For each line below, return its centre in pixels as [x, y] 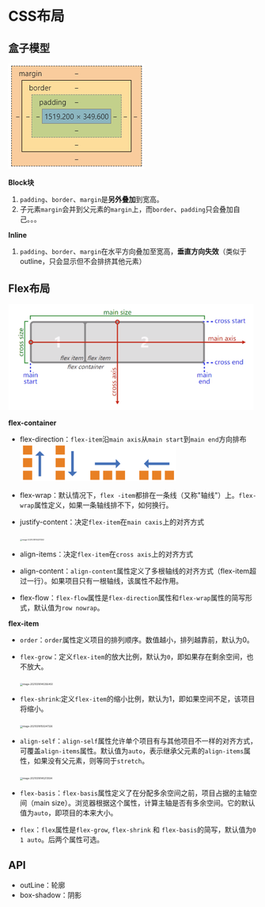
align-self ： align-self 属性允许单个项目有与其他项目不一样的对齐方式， [138, 741]
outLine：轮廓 [42, 886]
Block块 [21, 182]
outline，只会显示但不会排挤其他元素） [83, 261]
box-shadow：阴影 [50, 895]
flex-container [32, 423]
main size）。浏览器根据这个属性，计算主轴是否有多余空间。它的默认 [144, 803]
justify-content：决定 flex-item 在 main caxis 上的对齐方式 [112, 522]
